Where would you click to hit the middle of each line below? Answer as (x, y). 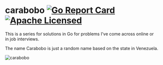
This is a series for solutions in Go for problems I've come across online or (80, 34)
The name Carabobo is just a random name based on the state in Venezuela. (82, 48)
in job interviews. (22, 39)
